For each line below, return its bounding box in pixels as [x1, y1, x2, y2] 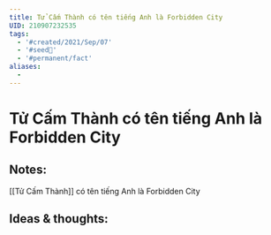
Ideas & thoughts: [9, 211, 109, 226]
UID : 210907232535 [9, 21, 77, 30]
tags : [9, 29, 29, 38]
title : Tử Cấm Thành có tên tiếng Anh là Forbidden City [9, 12, 223, 22]
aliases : [9, 63, 41, 72]
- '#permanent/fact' [17, 54, 93, 63]
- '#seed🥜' [17, 46, 57, 55]
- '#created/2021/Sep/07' [17, 37, 113, 47]
